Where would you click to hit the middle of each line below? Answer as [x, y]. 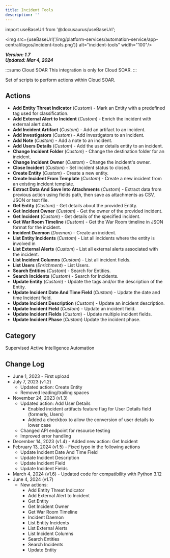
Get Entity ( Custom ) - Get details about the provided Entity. [75, 206]
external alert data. [32, 124]
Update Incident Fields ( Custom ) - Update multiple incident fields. [82, 314]
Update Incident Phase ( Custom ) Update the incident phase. [77, 320]
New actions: [34, 484]
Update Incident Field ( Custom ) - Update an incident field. [74, 309]
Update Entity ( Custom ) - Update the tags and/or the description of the [88, 282]
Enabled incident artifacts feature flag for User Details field [90, 408]
